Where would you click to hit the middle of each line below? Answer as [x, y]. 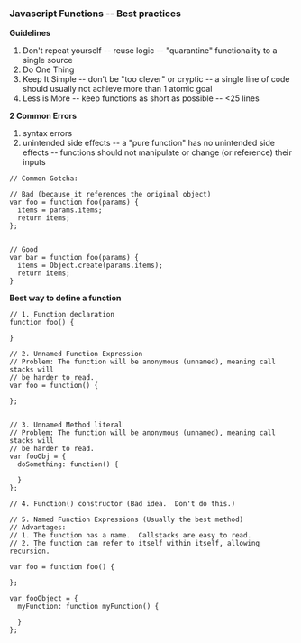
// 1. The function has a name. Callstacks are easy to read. [131, 536]
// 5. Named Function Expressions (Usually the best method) [127, 520]
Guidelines [30, 33]
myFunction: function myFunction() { [88, 607]
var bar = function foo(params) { [74, 258]
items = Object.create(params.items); [91, 266]
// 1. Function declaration [62, 315]
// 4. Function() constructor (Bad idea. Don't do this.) [123, 504]
